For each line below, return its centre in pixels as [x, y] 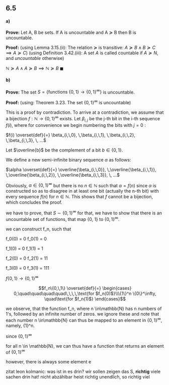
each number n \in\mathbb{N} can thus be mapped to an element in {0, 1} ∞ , [84, 320]
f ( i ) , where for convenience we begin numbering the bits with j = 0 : [76, 125]
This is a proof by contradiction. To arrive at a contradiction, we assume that [85, 112]
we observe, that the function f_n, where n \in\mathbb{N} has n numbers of [84, 309]
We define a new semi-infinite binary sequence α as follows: [68, 160]
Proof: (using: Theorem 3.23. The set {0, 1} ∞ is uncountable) [68, 102]
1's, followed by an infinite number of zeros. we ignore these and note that [82, 314]
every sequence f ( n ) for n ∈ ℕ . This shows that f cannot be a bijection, [79, 197]
